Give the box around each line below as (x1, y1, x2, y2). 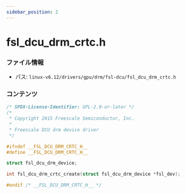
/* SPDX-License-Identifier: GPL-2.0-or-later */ (6, 104, 135, 110)
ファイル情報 (6, 58, 44, 66)
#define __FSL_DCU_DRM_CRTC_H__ (6, 149, 88, 156)
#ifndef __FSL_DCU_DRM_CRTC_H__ (6, 143, 88, 149)
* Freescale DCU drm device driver (9, 126, 99, 133)
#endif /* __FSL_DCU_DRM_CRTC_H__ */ (6, 182, 102, 189)
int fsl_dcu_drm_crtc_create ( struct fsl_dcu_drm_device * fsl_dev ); (6, 171, 181, 178)
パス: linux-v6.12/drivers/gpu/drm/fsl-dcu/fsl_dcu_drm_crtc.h (15, 73, 176, 81)
